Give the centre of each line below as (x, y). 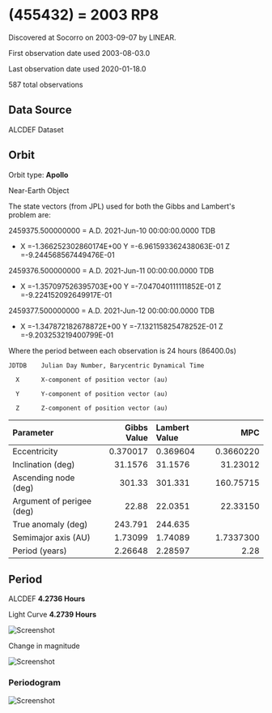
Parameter (33, 432)
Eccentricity (35, 451)
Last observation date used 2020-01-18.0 (77, 69)
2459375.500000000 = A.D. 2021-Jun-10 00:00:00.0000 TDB (112, 230)
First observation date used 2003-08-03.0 (79, 53)
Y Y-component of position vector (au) (92, 394)
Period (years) (40, 551)
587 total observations (46, 84)
